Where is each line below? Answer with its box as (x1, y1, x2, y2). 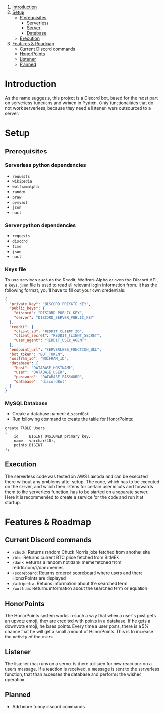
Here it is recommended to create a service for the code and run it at (5, 494, 143, 500)
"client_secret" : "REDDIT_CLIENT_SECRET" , (14, 333, 102, 338)
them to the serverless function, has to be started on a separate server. (5, 489, 149, 495)
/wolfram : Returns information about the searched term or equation (12, 586, 148, 591)
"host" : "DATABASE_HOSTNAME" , (14, 365, 76, 370)
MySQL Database (5, 400, 47, 407)
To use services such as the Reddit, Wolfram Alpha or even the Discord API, (5, 277, 158, 283)
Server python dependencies (5, 222, 76, 229)
